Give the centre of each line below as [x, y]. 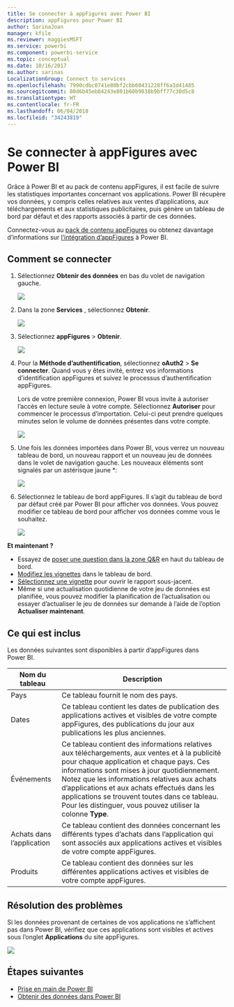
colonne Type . [85, 814]
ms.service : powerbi [37, 46]
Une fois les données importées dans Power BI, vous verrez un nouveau [121, 448]
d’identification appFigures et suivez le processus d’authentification [114, 378]
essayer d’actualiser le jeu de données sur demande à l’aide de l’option [119, 604]
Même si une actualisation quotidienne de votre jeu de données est [114, 589]
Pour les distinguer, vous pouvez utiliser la [131, 806]
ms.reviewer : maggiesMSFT [45, 40]
